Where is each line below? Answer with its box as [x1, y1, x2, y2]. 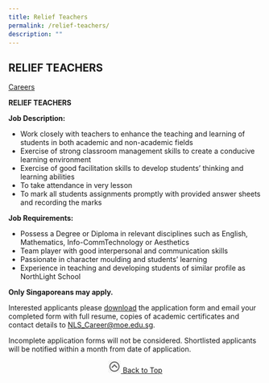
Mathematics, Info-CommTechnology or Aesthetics [19, 238, 190, 248]
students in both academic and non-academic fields [19, 138, 193, 148]
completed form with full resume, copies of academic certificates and [8, 311, 240, 322]
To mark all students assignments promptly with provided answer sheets [19, 189, 261, 199]
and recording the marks [19, 198, 102, 207]
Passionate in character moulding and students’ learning [19, 255, 208, 264]
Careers [8, 82, 35, 92]
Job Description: [8, 114, 66, 123]
